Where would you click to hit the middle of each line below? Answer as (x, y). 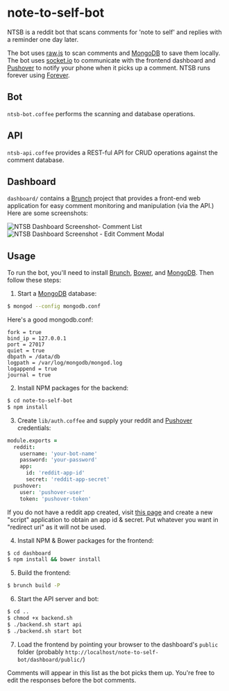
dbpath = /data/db (34, 357)
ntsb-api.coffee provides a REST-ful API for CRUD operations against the (113, 152)
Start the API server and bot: (58, 599)
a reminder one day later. (43, 39)
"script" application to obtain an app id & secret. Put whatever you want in (113, 519)
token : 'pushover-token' (56, 499)
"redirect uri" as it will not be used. (57, 527)
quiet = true (26, 351)
